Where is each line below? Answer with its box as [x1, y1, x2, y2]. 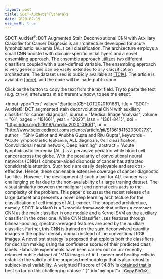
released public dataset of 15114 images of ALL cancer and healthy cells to [5, 252, 155, 257]
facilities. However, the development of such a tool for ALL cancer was [5, 173, 147, 179]
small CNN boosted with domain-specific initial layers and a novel [5, 50, 137, 56]
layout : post [5, 7, 32, 12]
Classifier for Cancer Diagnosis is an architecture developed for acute [5, 40, 145, 46]
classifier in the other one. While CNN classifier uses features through [5, 215, 145, 221]
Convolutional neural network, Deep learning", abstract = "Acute [5, 142, 134, 148]
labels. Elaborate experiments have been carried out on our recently [5, 246, 142, 252]
